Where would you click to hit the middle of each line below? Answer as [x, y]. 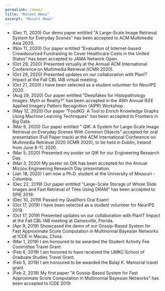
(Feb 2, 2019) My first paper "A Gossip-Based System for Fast [75, 273]
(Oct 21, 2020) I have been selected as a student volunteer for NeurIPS [84, 85]
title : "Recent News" [27, 14]
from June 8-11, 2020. [35, 147]
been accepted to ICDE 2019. [42, 284]
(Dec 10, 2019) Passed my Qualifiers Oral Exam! [61, 200]
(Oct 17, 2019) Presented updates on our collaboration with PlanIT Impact [86, 216]
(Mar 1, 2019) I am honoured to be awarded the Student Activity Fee [81, 242]
